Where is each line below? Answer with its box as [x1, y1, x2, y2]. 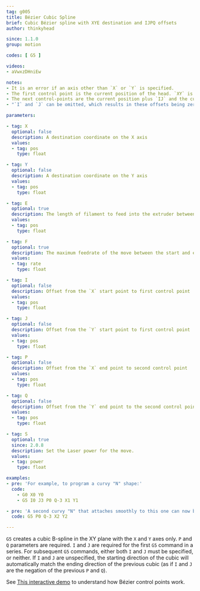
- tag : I [6, 277, 28, 283]
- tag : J [6, 315, 28, 322]
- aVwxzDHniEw [6, 69, 42, 75]
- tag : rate [11, 261, 42, 267]
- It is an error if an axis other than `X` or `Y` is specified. [6, 85, 174, 91]
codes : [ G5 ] [6, 52, 42, 58]
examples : [6, 475, 31, 481]
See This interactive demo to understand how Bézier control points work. [6, 578, 186, 586]
